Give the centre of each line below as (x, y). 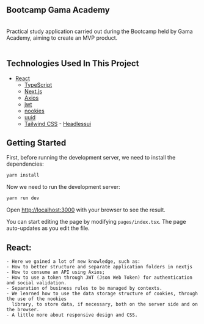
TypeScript (38, 84)
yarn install (23, 175)
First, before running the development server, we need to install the (91, 158)
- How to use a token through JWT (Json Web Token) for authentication (99, 278)
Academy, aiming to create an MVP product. (62, 38)
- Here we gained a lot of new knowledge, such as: (73, 262)
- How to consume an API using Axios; (56, 272)
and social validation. (37, 283)
